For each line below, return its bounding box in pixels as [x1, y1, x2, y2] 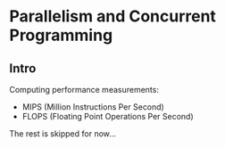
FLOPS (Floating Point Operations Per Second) [21, 111, 194, 121]
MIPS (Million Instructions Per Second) [21, 102, 165, 112]
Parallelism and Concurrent [9, 6, 217, 27]
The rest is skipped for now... [9, 128, 116, 139]
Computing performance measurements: [9, 85, 159, 95]
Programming [9, 25, 113, 45]
